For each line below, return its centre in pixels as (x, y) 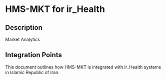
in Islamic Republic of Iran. (32, 72)
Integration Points (34, 55)
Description (24, 28)
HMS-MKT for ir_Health (55, 9)
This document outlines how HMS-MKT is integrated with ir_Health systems (83, 67)
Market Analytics (22, 39)
